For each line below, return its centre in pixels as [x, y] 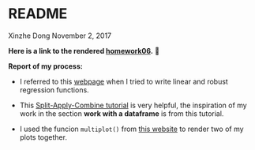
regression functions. [54, 90]
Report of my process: [45, 66]
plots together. [43, 137]
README [38, 14]
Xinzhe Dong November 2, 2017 [60, 36]
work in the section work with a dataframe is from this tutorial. [122, 113]
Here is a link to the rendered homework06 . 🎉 [84, 51]
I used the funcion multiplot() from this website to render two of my [131, 129]
